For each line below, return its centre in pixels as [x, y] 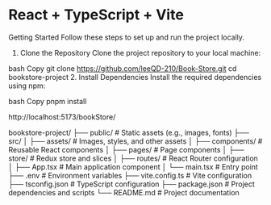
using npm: [27, 86]
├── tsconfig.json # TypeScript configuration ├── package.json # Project [132, 184]
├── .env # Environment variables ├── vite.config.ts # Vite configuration [130, 175]
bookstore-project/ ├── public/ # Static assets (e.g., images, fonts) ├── [129, 132]
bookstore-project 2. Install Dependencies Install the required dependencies [135, 77]
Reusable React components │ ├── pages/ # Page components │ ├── [126, 149]
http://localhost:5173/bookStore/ [62, 117]
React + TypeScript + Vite [96, 15]
